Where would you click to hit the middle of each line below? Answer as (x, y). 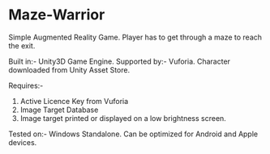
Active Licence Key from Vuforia (74, 101)
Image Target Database (59, 110)
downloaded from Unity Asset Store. (69, 69)
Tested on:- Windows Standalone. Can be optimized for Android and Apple (133, 134)
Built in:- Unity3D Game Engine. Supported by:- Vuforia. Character (120, 61)
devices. (23, 142)
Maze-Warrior (57, 15)
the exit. (22, 45)
